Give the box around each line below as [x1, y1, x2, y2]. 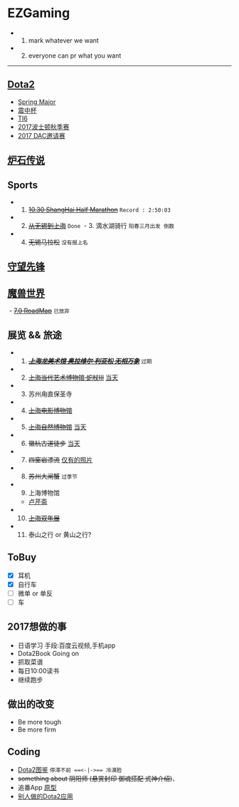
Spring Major [17, 98, 56, 106]
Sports [7, 179, 38, 191]
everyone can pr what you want [28, 51, 122, 60]
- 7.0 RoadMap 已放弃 [9, 306, 70, 315]
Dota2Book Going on [17, 649, 80, 657]
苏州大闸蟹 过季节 [28, 472, 78, 480]
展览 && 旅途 [7, 329, 63, 341]
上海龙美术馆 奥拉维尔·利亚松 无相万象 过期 [28, 356, 152, 365]
